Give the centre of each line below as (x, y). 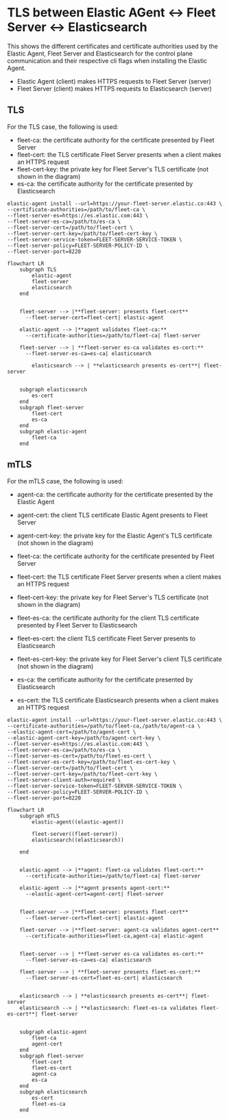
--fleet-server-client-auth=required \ (64, 780)
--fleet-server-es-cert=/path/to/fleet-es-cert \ (80, 756)
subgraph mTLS (39, 816)
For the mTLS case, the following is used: (65, 481)
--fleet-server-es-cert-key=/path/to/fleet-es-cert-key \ (92, 762)
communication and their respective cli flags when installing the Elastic (107, 60)
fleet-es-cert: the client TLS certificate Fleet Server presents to (106, 638)
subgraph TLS (38, 269)
